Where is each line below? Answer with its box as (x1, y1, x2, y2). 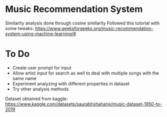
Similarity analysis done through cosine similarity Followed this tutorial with (5, 20, 160, 26)
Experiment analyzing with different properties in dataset (12, 80, 130, 86)
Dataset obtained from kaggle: (5, 95, 68, 101)
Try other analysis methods (12, 86, 69, 92)
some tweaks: (5, 25, 34, 31)
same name (12, 75, 36, 81)
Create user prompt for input (12, 64, 71, 70)
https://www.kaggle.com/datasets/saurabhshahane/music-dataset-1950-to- (5, 101, 162, 107)
